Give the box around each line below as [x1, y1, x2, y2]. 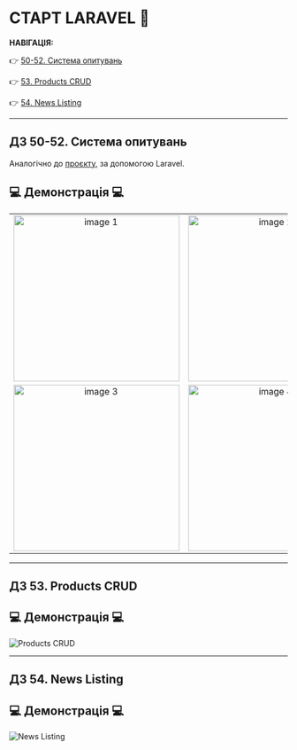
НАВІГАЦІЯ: [9, 37, 55, 48]
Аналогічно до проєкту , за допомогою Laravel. [9, 158, 186, 168]
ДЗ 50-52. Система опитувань [9, 135, 187, 150]
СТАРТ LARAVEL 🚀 [9, 8, 150, 28]
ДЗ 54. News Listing [9, 672, 124, 687]
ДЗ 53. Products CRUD [9, 578, 138, 593]
